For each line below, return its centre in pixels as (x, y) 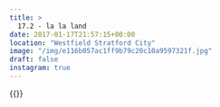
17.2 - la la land (53, 26)
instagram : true (40, 68)
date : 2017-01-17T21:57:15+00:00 (72, 34)
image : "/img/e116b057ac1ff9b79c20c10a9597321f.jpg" (111, 51)
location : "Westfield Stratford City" (82, 43)
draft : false (34, 59)
